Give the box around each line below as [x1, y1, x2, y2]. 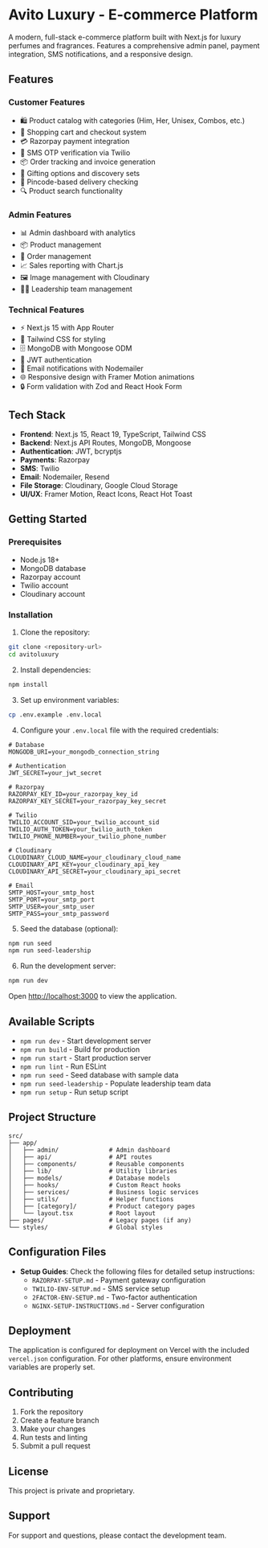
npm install [8, 680, 48, 688]
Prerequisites [8, 536, 62, 548]
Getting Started [8, 512, 87, 526]
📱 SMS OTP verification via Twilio [19, 147, 131, 158]
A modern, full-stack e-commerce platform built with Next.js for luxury [8, 32, 242, 42]
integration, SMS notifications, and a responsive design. [8, 49, 193, 59]
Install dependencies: [19, 665, 91, 675]
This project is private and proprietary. [8, 1486, 135, 1496]
